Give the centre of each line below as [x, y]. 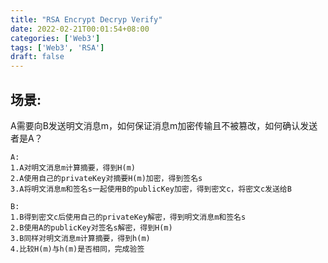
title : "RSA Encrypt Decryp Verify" [86, 19]
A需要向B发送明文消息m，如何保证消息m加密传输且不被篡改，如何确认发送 [164, 125]
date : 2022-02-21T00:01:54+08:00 [80, 29]
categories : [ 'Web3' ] [55, 38]
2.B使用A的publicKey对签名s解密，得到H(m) [91, 227]
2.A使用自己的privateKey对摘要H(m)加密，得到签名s [106, 178]
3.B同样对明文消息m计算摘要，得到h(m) [80, 238]
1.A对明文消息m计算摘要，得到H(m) [73, 167]
